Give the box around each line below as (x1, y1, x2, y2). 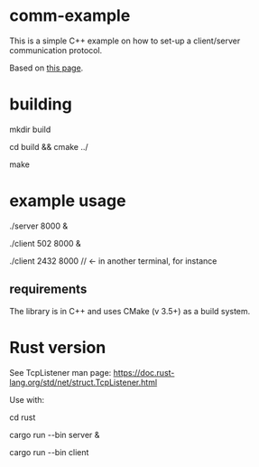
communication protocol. (9, 44, 103, 55)
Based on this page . (9, 62, 84, 73)
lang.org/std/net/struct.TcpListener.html (9, 377, 158, 388)
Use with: (9, 394, 45, 405)
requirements (9, 282, 88, 297)
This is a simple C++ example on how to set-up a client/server (9, 35, 241, 46)
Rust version (9, 337, 106, 358)
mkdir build (9, 124, 51, 135)
